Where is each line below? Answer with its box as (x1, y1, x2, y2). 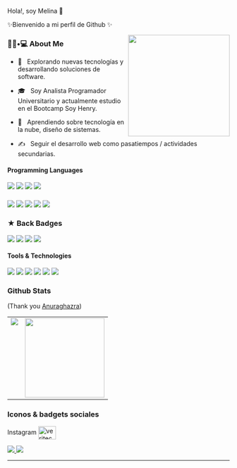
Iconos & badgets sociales (7, 409, 99, 419)
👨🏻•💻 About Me (7, 39, 64, 49)
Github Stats (7, 286, 51, 296)
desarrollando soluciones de (17, 65, 101, 73)
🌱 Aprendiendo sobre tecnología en (17, 118, 125, 126)
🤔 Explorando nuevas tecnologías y (17, 57, 124, 66)
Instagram (7, 428, 37, 436)
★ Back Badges (7, 219, 63, 229)
